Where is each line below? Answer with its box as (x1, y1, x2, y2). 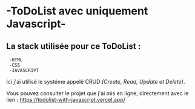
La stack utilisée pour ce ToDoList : (6, 41, 141, 51)
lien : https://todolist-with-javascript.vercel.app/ (6, 96, 126, 103)
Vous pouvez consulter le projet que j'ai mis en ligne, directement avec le (6, 90, 189, 97)
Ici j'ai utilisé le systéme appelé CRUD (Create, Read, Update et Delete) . (6, 78, 185, 85)
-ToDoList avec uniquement (6, 4, 148, 18)
